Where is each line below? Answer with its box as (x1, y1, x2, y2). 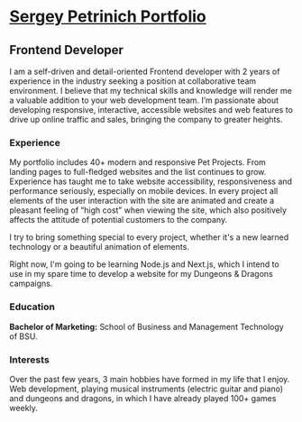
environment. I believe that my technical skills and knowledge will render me (9, 86, 293, 96)
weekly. (9, 402, 38, 413)
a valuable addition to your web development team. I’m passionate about (9, 95, 279, 105)
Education (9, 300, 56, 313)
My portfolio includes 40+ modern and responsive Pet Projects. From (9, 157, 266, 168)
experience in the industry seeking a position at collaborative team (9, 76, 257, 87)
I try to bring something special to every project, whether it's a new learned (9, 232, 289, 243)
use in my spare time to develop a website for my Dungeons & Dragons (9, 269, 273, 280)
